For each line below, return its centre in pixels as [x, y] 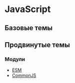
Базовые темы [29, 28]
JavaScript [28, 9]
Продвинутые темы [37, 45]
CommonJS [24, 75]
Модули [15, 59]
